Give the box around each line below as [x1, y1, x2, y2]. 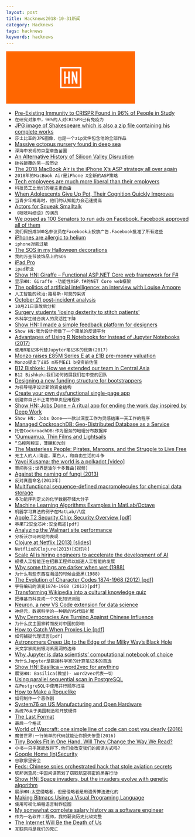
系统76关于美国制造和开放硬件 [14, 708, 77, 714]
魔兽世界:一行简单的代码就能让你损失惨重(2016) [14, 733, 116, 739]
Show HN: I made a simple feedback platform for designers [14, 321, 158, 328]
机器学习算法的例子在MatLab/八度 [14, 509, 86, 515]
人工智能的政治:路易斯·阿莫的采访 [14, 291, 86, 297]
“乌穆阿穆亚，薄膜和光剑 [14, 440, 66, 446]
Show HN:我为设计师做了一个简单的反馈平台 [14, 329, 106, 334]
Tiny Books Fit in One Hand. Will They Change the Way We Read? [14, 738, 173, 745]
